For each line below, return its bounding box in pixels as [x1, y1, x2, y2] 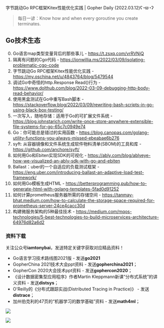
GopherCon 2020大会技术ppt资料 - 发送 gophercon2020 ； [12, 268, 132, 274]
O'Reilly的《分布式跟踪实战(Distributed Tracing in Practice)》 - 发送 [12, 286, 149, 292]
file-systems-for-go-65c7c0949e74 [12, 123, 86, 129]
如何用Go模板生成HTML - [12, 180, 65, 186]
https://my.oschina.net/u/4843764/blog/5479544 [12, 74, 114, 80]
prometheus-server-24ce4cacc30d [12, 203, 85, 208]
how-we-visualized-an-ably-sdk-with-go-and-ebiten [12, 158, 120, 164]
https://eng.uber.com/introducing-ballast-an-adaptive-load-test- [12, 169, 144, 175]
